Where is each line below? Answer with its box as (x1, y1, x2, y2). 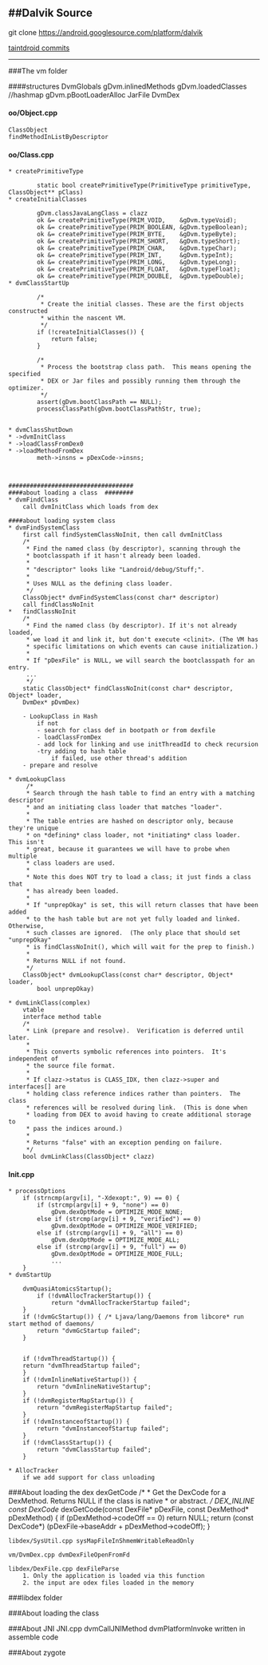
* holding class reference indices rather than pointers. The (26, 1090, 241, 1098)
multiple (8, 852, 37, 861)
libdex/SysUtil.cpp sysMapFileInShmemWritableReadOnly (8, 1537, 195, 1545)
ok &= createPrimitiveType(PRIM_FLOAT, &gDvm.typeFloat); (37, 265, 241, 274)
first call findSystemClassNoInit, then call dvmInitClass (22, 531, 223, 539)
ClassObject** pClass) (8, 188, 84, 196)
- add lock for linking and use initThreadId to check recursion (37, 740, 259, 749)
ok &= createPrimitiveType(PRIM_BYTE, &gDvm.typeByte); (37, 231, 238, 239)
